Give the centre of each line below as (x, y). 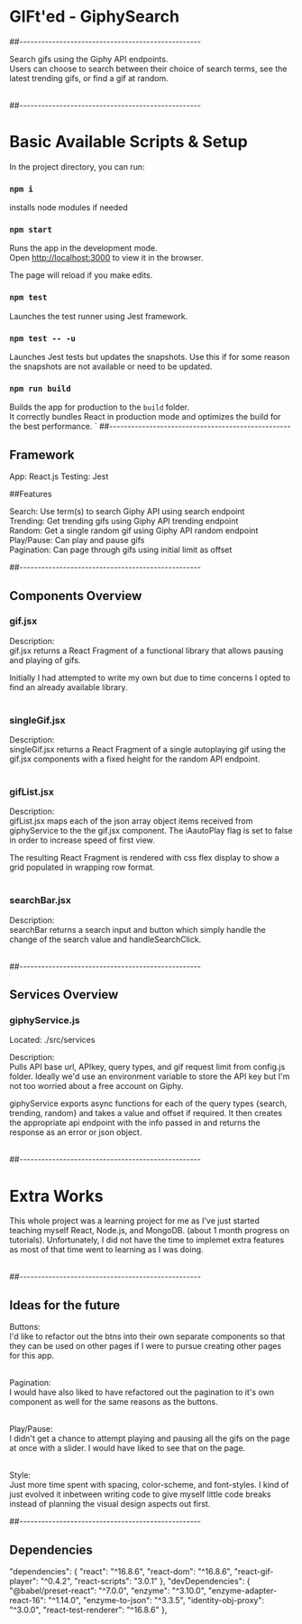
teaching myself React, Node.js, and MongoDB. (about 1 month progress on (150, 1231)
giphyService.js (45, 1020)
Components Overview (76, 596)
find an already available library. (69, 687)
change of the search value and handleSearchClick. (105, 939)
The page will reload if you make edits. (81, 275)
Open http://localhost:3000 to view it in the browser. (106, 258)
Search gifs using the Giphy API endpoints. (89, 59)
